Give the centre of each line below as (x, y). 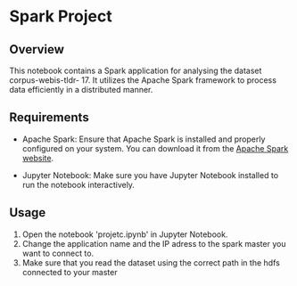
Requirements (49, 118)
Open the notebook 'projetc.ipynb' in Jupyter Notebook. (125, 234)
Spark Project (61, 16)
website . (38, 158)
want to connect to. (58, 253)
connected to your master (70, 272)
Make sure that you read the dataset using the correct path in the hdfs (151, 262)
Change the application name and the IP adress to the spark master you (154, 243)
